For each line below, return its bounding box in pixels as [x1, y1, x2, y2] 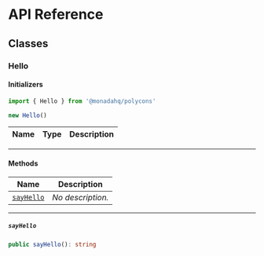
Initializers [8, 80, 43, 90]
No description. [52, 192, 109, 203]
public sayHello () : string [8, 240, 97, 248]
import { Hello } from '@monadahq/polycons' [8, 97, 156, 105]
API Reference [8, 5, 104, 24]
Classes [8, 37, 49, 50]
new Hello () [8, 112, 47, 119]
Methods [8, 159, 38, 168]
